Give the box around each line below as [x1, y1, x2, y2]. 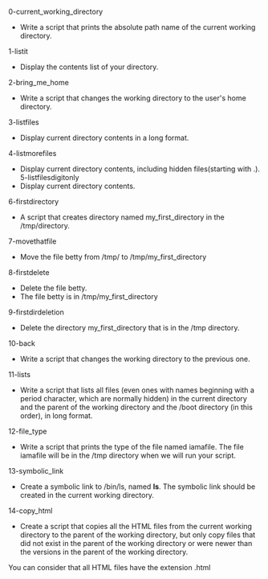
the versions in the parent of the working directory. [19, 547, 189, 556]
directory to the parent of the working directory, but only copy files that [19, 530, 256, 540]
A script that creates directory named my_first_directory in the [19, 212, 225, 222]
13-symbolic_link [8, 466, 64, 475]
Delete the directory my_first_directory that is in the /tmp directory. [19, 323, 240, 332]
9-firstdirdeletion [8, 307, 64, 317]
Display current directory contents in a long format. [19, 133, 189, 142]
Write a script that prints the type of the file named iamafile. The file [19, 442, 245, 451]
